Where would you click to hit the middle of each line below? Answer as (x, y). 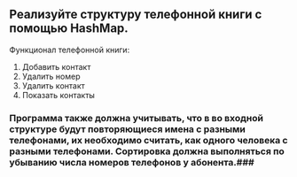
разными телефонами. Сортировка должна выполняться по (147, 151)
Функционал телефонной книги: (70, 50)
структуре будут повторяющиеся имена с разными (128, 129)
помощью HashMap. (69, 29)
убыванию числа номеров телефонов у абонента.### (132, 162)
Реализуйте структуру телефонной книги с (136, 15)
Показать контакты (59, 95)
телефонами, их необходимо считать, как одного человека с (148, 140)
